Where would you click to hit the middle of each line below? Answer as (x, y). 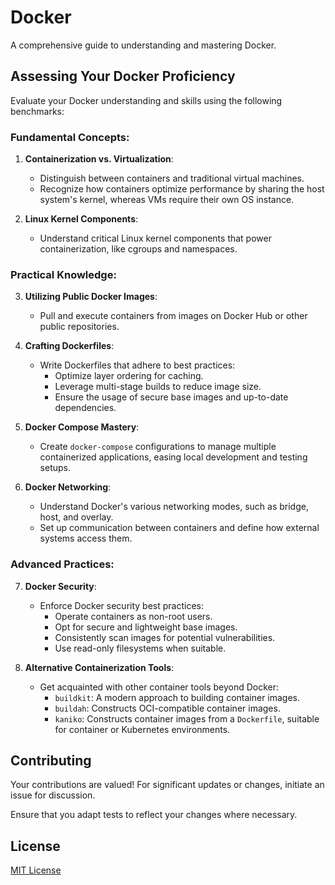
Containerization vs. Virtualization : (99, 159)
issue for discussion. (53, 795)
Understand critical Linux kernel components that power (155, 238)
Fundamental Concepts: (70, 137)
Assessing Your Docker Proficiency (123, 76)
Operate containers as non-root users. (133, 616)
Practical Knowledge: (63, 274)
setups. (55, 468)
